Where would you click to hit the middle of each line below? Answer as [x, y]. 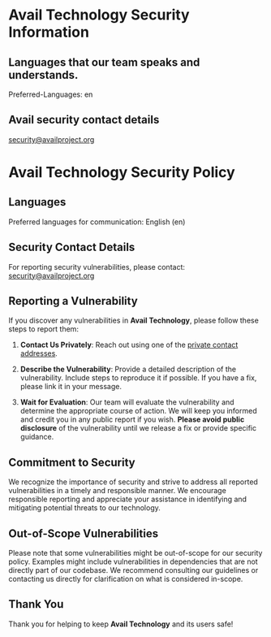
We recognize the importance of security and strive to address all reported [133, 482]
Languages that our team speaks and [104, 62]
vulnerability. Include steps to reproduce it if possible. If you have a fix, [138, 378]
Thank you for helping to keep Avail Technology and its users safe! [121, 624]
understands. [43, 75]
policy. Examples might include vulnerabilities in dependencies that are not [133, 561]
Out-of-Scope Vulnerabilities [84, 533]
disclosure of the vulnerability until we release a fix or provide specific [138, 428]
